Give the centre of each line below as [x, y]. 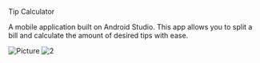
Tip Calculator [32, 12]
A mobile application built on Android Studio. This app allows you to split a [130, 27]
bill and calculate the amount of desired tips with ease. [98, 35]
